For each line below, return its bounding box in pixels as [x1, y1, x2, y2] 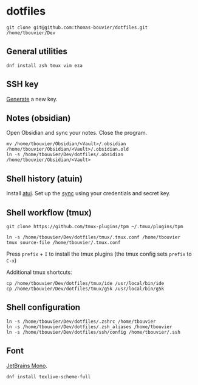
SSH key [6, 79, 39, 90]
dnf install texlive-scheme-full [6, 373, 91, 380]
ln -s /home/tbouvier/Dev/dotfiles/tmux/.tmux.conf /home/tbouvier [6, 234, 181, 240]
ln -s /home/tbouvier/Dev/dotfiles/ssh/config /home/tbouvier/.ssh [6, 329, 181, 335]
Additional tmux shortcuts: [6, 268, 72, 276]
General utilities [6, 46, 68, 57]
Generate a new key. [6, 95, 58, 103]
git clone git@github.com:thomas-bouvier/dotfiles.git [6, 24, 148, 31]
